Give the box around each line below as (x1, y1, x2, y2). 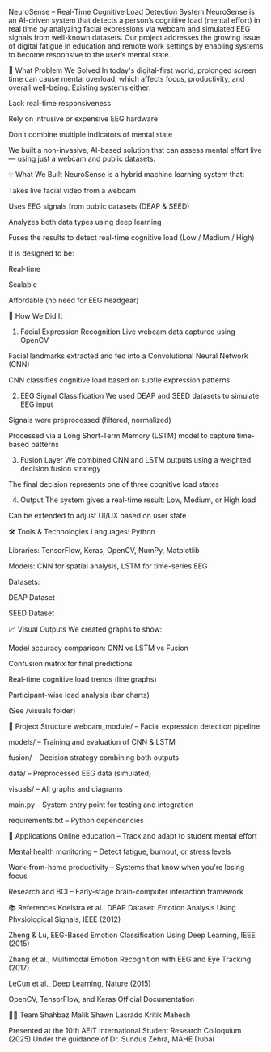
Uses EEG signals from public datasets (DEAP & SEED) (8, 201, 190, 211)
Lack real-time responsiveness (8, 99, 112, 108)
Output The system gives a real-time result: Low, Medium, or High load (19, 495, 256, 505)
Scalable (8, 280, 38, 289)
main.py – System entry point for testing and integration (8, 800, 194, 809)
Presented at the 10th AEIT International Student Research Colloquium (8, 1026, 242, 1035)
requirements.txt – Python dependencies (8, 816, 144, 825)
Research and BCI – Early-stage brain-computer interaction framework (8, 887, 244, 896)
